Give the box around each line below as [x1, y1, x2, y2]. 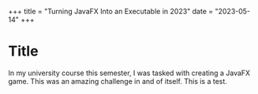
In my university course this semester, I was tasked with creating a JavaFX [8, 68, 251, 78]
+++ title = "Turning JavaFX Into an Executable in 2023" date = [8, 7, 214, 16]
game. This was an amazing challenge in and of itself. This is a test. [8, 76, 227, 85]
